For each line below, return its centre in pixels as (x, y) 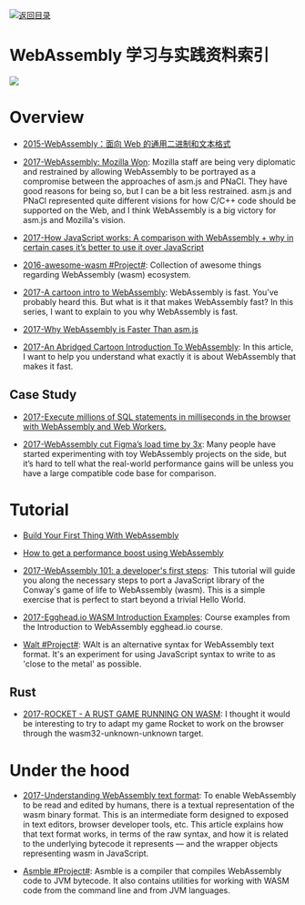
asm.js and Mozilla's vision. (74, 219)
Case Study (43, 395)
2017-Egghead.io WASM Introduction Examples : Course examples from (156, 617)
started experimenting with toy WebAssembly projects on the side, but (154, 453)
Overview (47, 117)
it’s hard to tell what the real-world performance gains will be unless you (158, 463)
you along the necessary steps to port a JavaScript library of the (143, 580)
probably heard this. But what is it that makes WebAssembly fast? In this (158, 301)
